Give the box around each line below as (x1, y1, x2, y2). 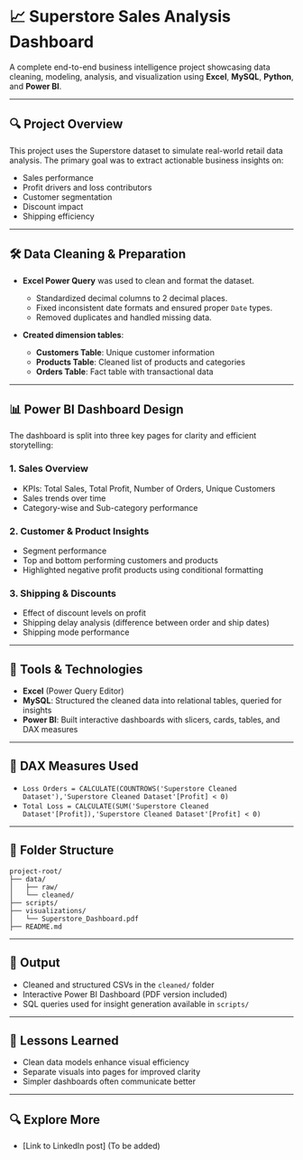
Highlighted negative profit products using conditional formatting (22, 564, 263, 575)
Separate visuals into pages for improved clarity (22, 1067, 201, 1078)
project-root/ (9, 866, 63, 876)
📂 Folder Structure (9, 843, 115, 858)
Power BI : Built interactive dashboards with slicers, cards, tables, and (22, 714, 280, 725)
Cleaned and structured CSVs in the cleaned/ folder (22, 979, 215, 990)
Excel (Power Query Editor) (22, 685, 124, 696)
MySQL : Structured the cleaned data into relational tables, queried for (22, 695, 282, 706)
